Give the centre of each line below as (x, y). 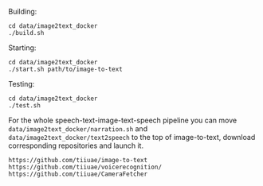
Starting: (22, 48)
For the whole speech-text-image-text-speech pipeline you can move (123, 120)
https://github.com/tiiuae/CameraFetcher (78, 174)
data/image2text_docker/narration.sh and (78, 129)
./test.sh (25, 106)
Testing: (22, 84)
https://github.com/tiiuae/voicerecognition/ (85, 167)
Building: (23, 12)
